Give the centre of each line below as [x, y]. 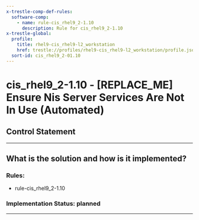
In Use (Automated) [55, 110]
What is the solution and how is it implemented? [96, 159]
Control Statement [41, 132]
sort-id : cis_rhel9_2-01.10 [46, 56]
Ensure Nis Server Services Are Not [95, 97]
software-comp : [30, 17]
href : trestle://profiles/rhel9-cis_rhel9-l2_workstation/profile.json [107, 50]
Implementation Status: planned [53, 203]
